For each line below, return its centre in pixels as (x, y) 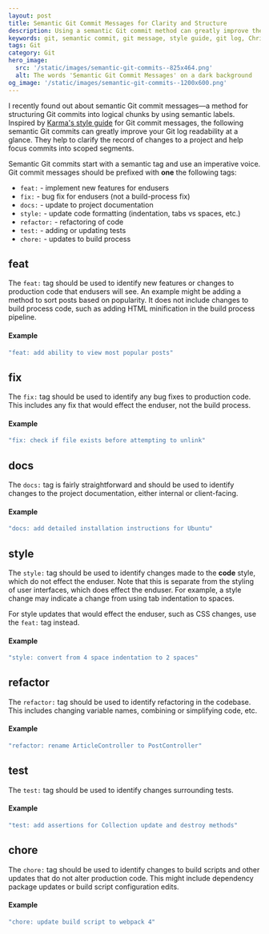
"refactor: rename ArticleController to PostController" (105, 746)
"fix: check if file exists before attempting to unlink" (107, 441)
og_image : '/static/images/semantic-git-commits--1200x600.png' (118, 83)
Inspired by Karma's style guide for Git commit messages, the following (126, 123)
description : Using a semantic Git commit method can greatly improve (128, 30)
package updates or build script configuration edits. (94, 887)
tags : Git (25, 46)
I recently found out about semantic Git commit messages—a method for (128, 106)
